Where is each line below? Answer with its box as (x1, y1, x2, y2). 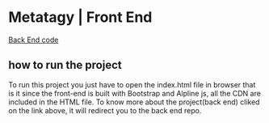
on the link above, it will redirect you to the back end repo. (8, 105, 202, 115)
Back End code (8, 35, 59, 45)
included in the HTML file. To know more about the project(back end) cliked (8, 97, 260, 107)
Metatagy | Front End (8, 8, 153, 27)
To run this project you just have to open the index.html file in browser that (8, 79, 256, 89)
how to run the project (8, 58, 123, 72)
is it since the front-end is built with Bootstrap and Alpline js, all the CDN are (8, 88, 261, 98)
